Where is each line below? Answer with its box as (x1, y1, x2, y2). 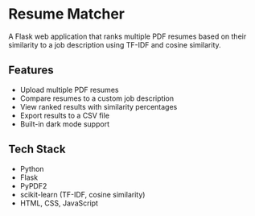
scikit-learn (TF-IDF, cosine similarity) (19, 189, 146, 199)
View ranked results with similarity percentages (19, 102, 178, 111)
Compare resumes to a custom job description (19, 93, 175, 103)
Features (8, 64, 54, 77)
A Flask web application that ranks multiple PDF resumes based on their (8, 31, 247, 41)
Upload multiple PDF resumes (19, 85, 119, 94)
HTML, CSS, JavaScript (19, 198, 99, 208)
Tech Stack (8, 143, 66, 156)
